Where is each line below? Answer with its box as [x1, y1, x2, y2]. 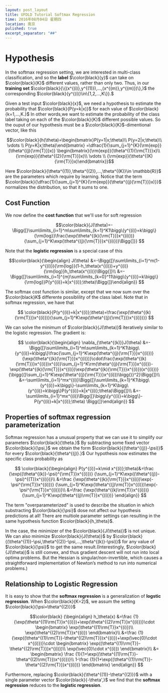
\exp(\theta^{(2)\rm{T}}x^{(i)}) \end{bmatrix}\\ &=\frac [25, 629, 137, 636]
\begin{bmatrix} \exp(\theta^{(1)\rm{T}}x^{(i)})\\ [35, 624, 134, 631]
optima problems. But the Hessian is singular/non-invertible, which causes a [5, 554, 162, 560]
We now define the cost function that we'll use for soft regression [5, 212, 142, 218]
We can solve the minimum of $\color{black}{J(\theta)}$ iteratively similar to [5, 324, 163, 330]
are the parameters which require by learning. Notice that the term [5, 173, 142, 179]
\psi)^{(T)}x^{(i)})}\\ [15, 476, 56, 482]
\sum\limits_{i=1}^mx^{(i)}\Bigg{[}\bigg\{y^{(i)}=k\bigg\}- [26, 393, 143, 399]
